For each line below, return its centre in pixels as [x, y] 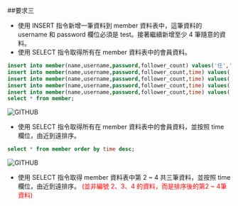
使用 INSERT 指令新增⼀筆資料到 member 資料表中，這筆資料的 [110, 26]
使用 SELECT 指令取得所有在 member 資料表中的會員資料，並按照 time [121, 127]
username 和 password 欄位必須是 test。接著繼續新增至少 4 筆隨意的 [119, 34]
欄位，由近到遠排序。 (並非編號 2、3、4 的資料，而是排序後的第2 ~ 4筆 [122, 186]
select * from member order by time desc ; [71, 149]
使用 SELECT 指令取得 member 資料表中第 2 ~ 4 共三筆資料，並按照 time [124, 178]
